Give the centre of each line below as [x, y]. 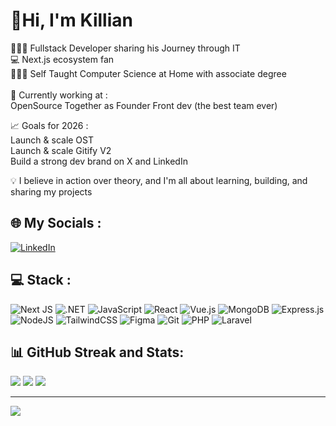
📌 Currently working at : [59, 95]
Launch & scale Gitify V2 [61, 150]
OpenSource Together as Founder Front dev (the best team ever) [144, 105]
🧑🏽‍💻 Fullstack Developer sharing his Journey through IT [125, 48]
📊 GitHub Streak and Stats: [97, 352]
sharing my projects [51, 191]
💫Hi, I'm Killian [71, 20]
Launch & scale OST [52, 140]
